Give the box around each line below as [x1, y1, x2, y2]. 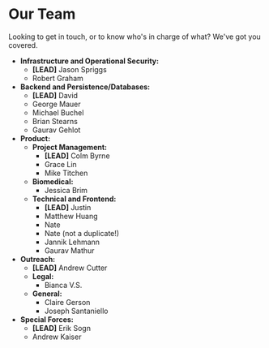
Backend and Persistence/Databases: [19, 82, 151, 92]
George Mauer [32, 99, 81, 109]
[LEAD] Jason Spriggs [32, 64, 107, 74]
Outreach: [19, 254, 56, 264]
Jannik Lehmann [44, 237, 100, 247]
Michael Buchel [32, 107, 84, 118]
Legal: [32, 271, 54, 281]
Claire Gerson [44, 297, 91, 307]
